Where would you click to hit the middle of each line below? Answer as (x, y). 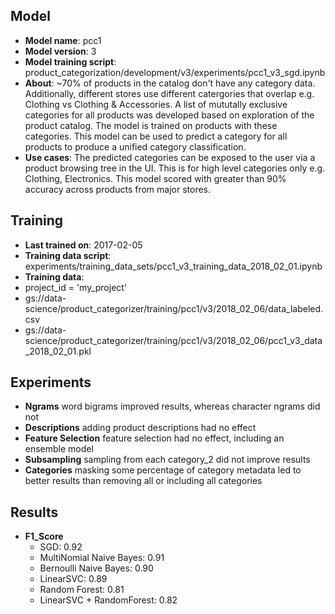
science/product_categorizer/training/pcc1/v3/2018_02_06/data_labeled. (174, 308)
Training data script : (68, 255)
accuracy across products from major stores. (118, 189)
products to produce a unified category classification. (135, 146)
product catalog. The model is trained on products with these (151, 125)
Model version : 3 (60, 51)
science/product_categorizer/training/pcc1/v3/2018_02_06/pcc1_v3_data (173, 340)
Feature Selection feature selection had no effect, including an (154, 438)
